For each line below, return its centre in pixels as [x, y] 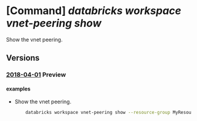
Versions [23, 58]
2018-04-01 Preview [36, 75]
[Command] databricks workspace [94, 11]
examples [18, 89]
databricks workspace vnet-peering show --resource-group [98, 113]
